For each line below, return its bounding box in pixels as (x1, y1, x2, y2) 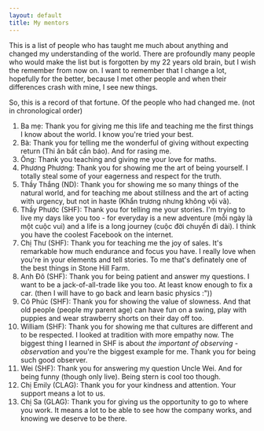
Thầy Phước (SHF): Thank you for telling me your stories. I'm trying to (20, 204, 246, 214)
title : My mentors (9, 19, 69, 27)
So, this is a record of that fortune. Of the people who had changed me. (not (9, 98, 255, 107)
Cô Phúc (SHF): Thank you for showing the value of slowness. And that (20, 297, 251, 306)
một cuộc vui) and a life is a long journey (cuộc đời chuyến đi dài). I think (20, 221, 256, 230)
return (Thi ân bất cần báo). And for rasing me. (20, 146, 172, 156)
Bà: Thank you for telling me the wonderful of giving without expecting (20, 138, 249, 147)
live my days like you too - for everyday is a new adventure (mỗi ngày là (20, 213, 253, 223)
